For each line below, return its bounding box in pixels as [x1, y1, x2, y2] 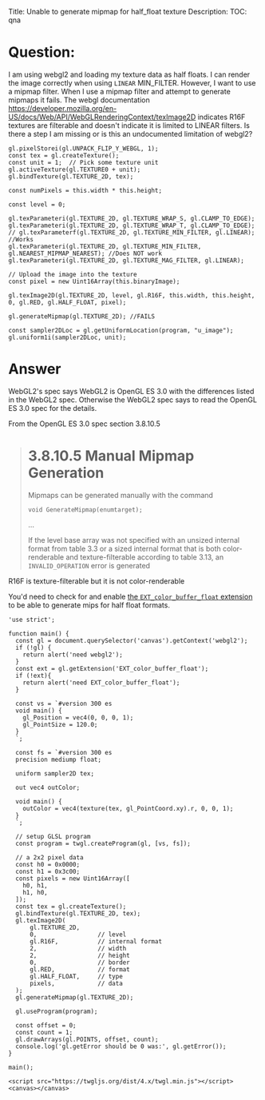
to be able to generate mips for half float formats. [8, 600, 170, 610]
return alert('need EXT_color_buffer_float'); [22, 679, 180, 687]
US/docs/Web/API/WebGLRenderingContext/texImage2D [8, 112, 196, 122]
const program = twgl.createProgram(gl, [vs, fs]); [15, 839, 192, 847]
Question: [8, 43, 76, 62]
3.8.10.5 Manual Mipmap [27, 447, 195, 465]
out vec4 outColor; [15, 783, 81, 791]
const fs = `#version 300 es [15, 748, 113, 756]
